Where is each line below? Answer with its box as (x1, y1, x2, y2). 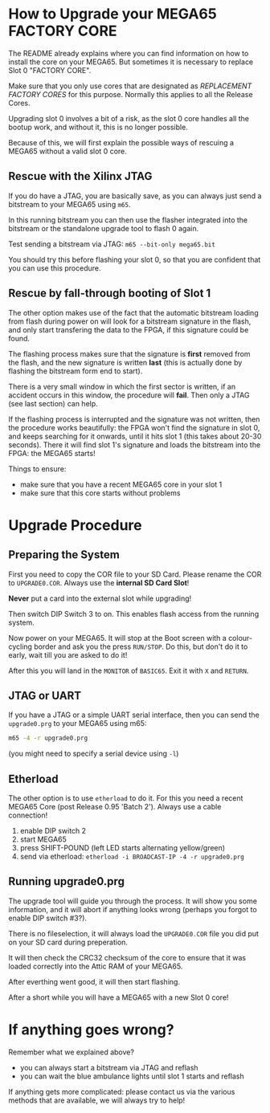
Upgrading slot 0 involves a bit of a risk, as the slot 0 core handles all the (8, 113, 249, 123)
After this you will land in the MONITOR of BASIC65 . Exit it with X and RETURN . (8, 666, 249, 675)
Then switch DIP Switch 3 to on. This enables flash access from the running (8, 609, 260, 618)
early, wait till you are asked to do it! (8, 650, 128, 659)
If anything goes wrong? (8, 1021, 174, 1039)
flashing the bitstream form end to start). (8, 366, 143, 376)
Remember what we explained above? (8, 1047, 135, 1057)
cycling (8, 642, 32, 651)
